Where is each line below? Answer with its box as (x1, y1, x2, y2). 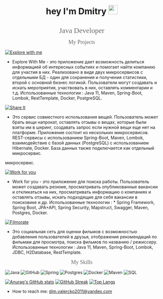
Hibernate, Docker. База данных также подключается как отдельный (12, 145, 154, 151)
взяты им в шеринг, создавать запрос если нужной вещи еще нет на (12, 124, 156, 130)
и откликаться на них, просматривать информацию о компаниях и (12, 189, 151, 195)
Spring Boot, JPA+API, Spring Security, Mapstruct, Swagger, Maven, (12, 204, 149, 210)
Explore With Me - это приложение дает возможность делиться (12, 59, 145, 64)
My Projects (68, 39, 95, 45)
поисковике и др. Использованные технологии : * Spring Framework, (12, 199, 155, 205)
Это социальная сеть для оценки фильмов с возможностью (12, 228, 138, 234)
